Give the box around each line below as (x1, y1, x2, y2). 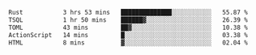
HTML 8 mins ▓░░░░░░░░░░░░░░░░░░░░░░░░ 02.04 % (8, 38, 249, 47)
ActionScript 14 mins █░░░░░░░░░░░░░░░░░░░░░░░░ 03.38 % (8, 31, 249, 39)
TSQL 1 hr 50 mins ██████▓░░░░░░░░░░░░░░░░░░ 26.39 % (8, 15, 249, 24)
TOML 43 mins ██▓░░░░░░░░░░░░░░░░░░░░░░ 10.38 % (8, 23, 249, 32)
